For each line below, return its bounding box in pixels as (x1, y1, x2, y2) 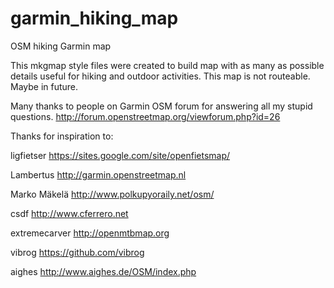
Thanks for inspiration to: (10, 130, 114, 142)
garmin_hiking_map (10, 7, 179, 30)
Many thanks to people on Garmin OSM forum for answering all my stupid (10, 100, 313, 112)
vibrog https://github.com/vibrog (10, 246, 145, 258)
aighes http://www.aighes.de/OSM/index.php (10, 265, 197, 277)
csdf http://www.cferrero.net (10, 207, 129, 219)
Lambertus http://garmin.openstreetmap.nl (10, 168, 187, 181)
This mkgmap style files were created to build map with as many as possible (10, 59, 325, 71)
